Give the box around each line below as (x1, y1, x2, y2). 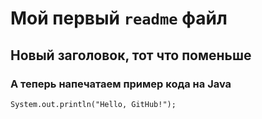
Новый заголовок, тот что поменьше (10, 47, 252, 64)
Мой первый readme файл (10, 7, 228, 30)
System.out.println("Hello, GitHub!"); (10, 99, 177, 109)
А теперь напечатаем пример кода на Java (10, 77, 232, 91)
